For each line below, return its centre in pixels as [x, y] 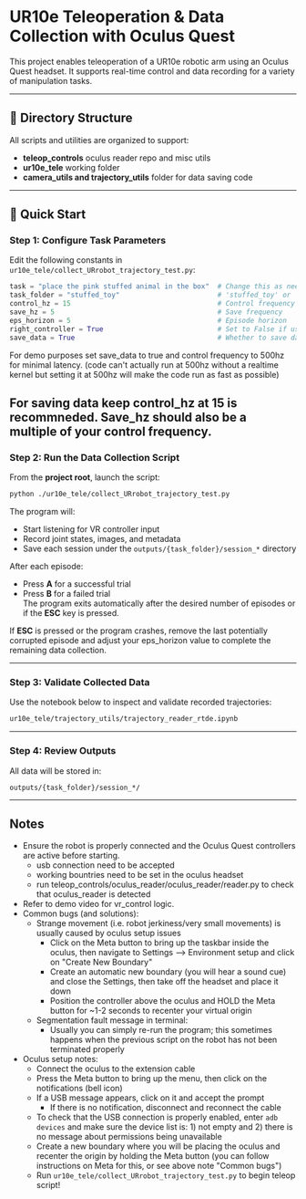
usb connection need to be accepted [105, 865]
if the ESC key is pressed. [71, 613]
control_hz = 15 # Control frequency [153, 304]
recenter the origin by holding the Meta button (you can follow [153, 1156]
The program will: [42, 512]
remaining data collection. [58, 651]
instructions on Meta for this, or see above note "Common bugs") [159, 1166]
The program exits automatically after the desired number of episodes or [159, 603]
